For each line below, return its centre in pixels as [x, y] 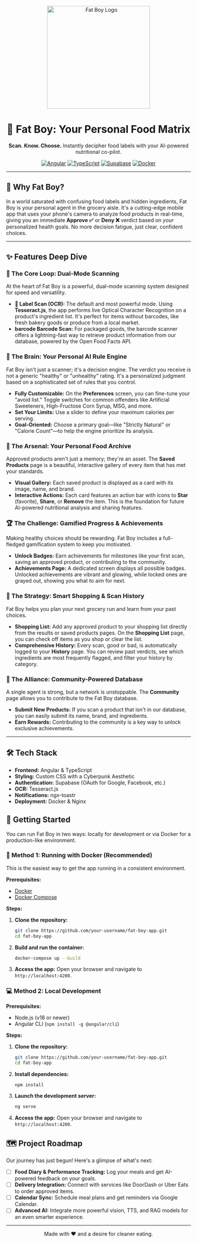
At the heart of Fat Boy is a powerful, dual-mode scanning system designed [97, 286]
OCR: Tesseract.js [36, 789]
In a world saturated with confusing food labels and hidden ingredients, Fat [97, 201]
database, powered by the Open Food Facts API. [73, 341]
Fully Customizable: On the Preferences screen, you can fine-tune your [102, 393]
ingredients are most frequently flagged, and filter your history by [94, 657]
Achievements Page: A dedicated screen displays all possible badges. [100, 568]
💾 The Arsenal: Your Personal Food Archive [69, 446]
